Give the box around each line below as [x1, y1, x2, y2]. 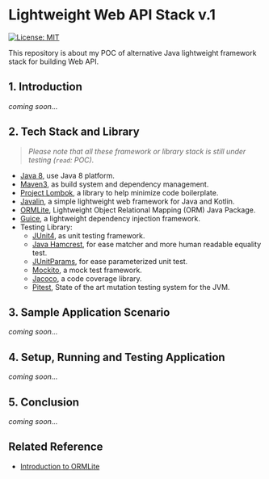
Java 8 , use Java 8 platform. [19, 170, 115, 180]
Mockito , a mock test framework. [32, 265, 143, 275]
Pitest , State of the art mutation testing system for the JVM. [32, 282, 230, 292]
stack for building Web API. [8, 57, 99, 66]
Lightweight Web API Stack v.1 [8, 6, 216, 24]
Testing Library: [19, 222, 73, 232]
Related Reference [8, 440, 103, 454]
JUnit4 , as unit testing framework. [32, 230, 145, 240]
